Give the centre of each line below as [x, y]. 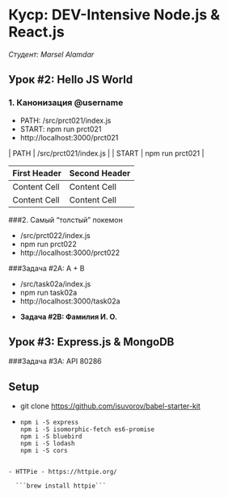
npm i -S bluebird [51, 437]
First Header [37, 173]
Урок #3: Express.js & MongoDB [91, 342]
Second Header [100, 173]
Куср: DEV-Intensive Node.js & [114, 15]
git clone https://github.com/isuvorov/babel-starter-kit [110, 406]
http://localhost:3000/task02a [70, 301]
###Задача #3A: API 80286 [55, 362]
